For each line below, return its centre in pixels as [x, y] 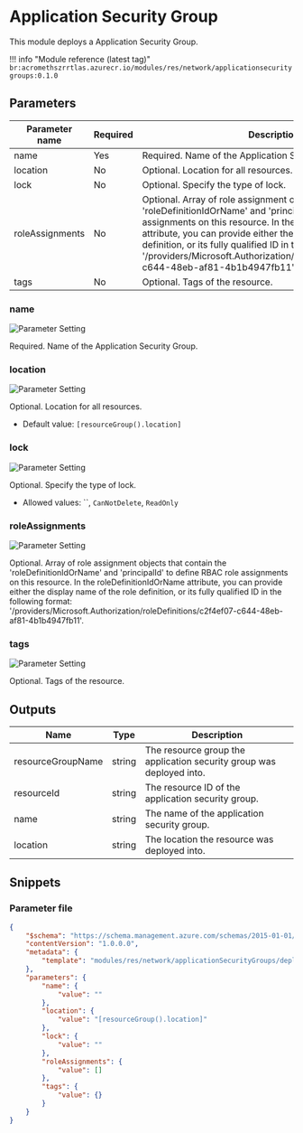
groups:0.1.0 [34, 75]
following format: [41, 601]
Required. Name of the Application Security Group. [104, 346]
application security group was [211, 762]
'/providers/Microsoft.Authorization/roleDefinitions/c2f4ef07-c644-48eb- [147, 611]
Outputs [33, 710]
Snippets [35, 883]
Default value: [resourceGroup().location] [102, 424]
